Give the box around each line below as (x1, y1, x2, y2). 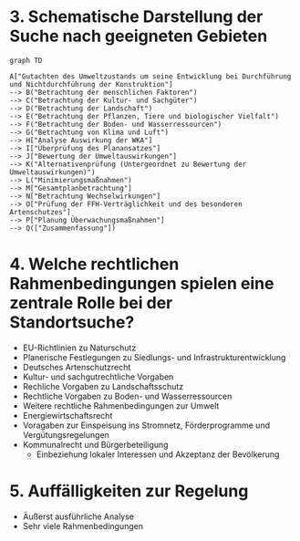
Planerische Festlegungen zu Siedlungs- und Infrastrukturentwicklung (22, 351, 286, 362)
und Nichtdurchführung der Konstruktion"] (9, 79, 173, 88)
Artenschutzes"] (9, 207, 71, 216)
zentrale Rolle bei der (9, 293, 173, 314)
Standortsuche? (9, 312, 135, 333)
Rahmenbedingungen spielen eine (9, 274, 274, 294)
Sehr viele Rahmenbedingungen (22, 520, 144, 531)
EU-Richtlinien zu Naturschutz (22, 342, 137, 353)
